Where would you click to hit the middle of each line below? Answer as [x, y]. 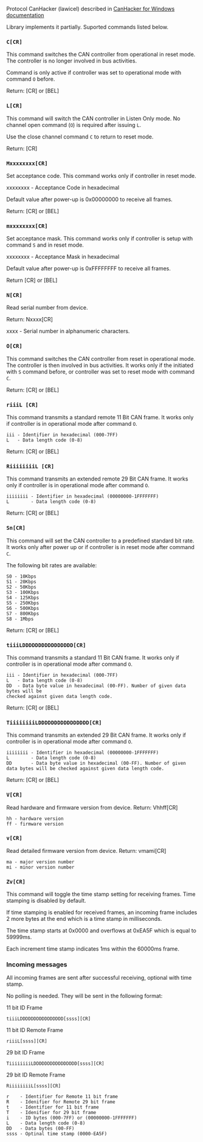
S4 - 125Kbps [23, 598]
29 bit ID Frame [26, 1053]
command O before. [31, 79]
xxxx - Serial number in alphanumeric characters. [68, 331]
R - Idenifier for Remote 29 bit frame [61, 1102]
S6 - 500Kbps [23, 608]
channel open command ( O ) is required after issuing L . [74, 125]
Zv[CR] [16, 881]
